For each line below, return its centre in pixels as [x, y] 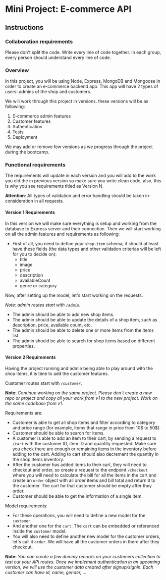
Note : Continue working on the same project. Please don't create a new [79, 393]
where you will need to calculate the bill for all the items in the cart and [84, 475]
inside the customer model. [39, 531]
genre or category [38, 285]
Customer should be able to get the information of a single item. [77, 496]
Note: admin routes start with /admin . [43, 305]
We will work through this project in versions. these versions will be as [77, 101]
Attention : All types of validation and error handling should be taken [75, 196]
